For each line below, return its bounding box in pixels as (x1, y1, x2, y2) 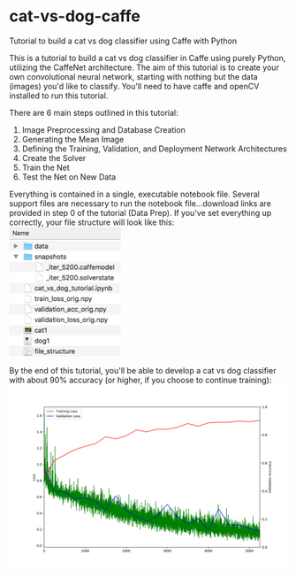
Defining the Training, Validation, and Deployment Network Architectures (21, 143, 287, 154)
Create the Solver (21, 152, 87, 163)
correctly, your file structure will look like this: (9, 217, 175, 227)
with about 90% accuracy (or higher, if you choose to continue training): (9, 374, 272, 385)
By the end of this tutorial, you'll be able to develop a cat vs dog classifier (9, 365, 277, 375)
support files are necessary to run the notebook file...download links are (9, 197, 272, 209)
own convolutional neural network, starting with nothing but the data (9, 71, 258, 81)
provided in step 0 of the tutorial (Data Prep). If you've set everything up (9, 207, 272, 218)
